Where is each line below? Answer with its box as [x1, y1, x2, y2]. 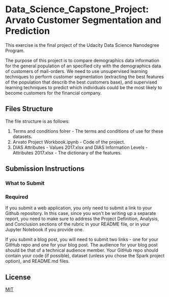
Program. [5, 47, 25, 53]
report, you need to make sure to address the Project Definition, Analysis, [5, 215, 159, 222]
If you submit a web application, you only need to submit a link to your [5, 205, 152, 211]
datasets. [12, 133, 33, 140]
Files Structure [5, 104, 53, 113]
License [5, 273, 31, 281]
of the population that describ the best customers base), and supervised [5, 79, 157, 85]
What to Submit [5, 180, 45, 187]
